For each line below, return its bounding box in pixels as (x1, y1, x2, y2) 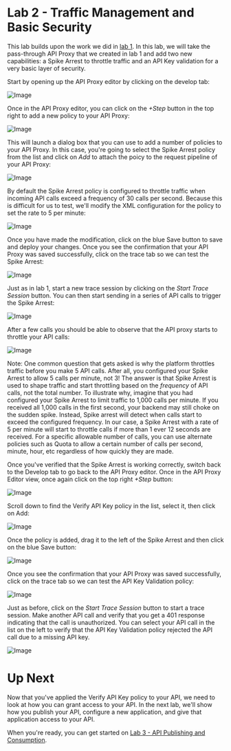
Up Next (7, 670, 55, 686)
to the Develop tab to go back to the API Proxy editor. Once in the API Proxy (7, 467, 221, 476)
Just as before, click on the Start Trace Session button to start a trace (7, 604, 205, 612)
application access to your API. (7, 715, 95, 723)
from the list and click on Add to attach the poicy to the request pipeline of (7, 153, 218, 161)
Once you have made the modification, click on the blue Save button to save (7, 235, 223, 244)
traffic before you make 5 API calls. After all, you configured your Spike (7, 366, 208, 374)
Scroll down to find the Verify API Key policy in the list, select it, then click (7, 501, 216, 510)
